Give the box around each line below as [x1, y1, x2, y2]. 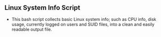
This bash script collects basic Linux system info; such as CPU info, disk [11, 16, 156, 22]
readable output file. [11, 26, 52, 32]
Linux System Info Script [4, 4, 80, 12]
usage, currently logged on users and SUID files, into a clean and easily [11, 21, 155, 27]
